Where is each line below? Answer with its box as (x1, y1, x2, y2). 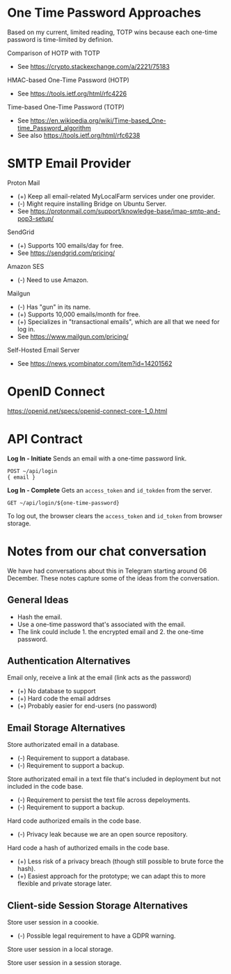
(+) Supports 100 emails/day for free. (17, 241, 124, 249)
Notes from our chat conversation (7, 543, 207, 559)
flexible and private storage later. (17, 879, 112, 888)
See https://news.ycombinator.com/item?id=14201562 (17, 359, 173, 367)
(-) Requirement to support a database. (17, 754, 130, 762)
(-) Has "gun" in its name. (17, 302, 91, 311)
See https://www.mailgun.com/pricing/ (17, 332, 129, 341)
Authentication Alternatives (7, 655, 131, 667)
